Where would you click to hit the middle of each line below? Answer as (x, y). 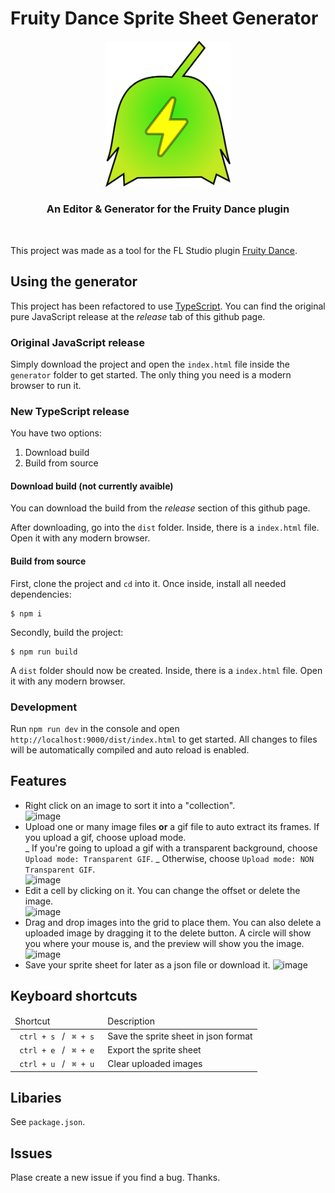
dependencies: (41, 594)
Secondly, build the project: (67, 632)
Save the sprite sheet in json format (180, 1036)
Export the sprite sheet (154, 1049)
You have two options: (56, 433)
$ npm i (26, 613)
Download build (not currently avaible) (92, 486)
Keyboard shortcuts (74, 996)
